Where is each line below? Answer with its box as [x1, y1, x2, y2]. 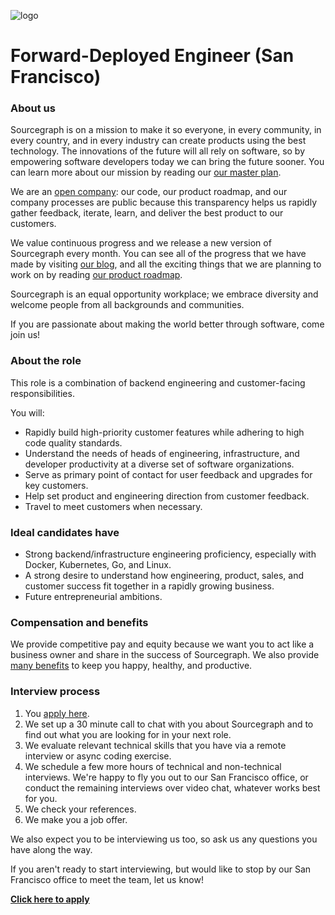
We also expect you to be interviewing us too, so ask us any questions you [10, 833, 318, 845]
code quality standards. [24, 436, 123, 449]
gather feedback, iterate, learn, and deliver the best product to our [10, 207, 284, 219]
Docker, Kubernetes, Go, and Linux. [24, 559, 172, 571]
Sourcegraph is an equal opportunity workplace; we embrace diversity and [10, 288, 319, 300]
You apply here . [24, 707, 90, 719]
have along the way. [10, 843, 93, 855]
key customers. [24, 479, 89, 491]
